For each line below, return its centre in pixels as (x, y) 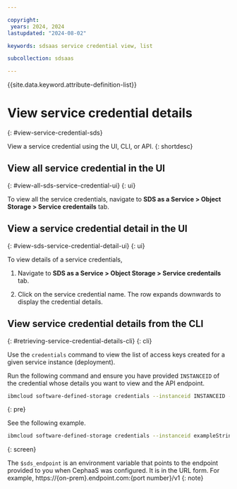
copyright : (23, 20)
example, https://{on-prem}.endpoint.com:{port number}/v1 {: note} (105, 478)
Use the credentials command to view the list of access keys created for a (116, 354)
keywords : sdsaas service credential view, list (80, 46)
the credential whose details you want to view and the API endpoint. (106, 383)
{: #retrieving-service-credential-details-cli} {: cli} (80, 341)
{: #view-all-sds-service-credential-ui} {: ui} (72, 185)
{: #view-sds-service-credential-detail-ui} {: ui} (77, 246)
